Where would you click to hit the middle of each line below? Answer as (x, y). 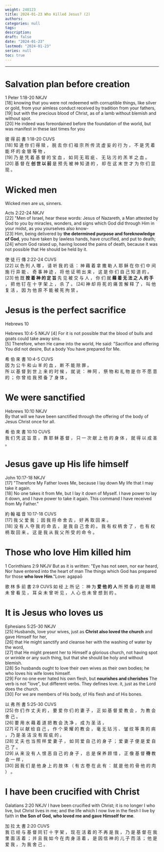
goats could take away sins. (33, 338)
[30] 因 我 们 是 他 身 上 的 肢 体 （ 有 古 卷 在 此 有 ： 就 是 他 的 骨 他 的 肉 (81, 765)
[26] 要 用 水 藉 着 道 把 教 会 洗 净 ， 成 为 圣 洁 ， (56, 723)
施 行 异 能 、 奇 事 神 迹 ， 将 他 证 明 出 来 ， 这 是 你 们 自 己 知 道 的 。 (79, 272)
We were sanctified (45, 398)
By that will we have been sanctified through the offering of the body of (77, 416)
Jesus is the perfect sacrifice (65, 310)
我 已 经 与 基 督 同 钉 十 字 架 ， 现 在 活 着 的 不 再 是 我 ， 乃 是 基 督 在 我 (81, 832)
